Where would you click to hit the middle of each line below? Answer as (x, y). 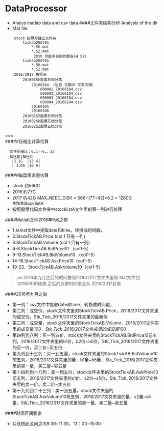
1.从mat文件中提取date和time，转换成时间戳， (59, 230)
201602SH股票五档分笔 (42, 121)
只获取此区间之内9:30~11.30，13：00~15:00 (57, 424)
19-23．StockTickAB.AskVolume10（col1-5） (58, 267)
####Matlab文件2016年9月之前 (36, 220)
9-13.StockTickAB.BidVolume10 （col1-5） (55, 255)
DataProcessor (36, 9)
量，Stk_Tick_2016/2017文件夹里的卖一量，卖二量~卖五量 (70, 402)
